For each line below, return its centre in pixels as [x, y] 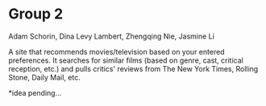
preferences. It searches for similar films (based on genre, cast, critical [126, 60]
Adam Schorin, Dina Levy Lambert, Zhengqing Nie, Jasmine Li [112, 36]
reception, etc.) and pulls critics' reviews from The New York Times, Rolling [133, 68]
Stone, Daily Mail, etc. [44, 77]
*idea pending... [35, 92]
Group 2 [36, 14]
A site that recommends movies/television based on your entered [116, 51]
